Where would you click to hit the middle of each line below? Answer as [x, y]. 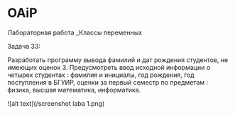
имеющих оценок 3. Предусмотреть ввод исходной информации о [109, 67]
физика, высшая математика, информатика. [74, 90]
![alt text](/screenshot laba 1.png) [56, 103]
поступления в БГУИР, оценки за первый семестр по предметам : [108, 82]
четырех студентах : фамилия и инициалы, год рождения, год [101, 75]
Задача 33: [24, 46]
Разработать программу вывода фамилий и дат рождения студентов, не [118, 60]
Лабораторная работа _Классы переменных [75, 32]
